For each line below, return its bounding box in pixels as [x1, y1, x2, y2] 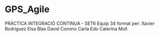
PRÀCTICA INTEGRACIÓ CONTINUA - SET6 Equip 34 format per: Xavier [5, 20, 155, 26]
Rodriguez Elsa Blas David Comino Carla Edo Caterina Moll [5, 25, 127, 31]
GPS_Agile [5, 4, 50, 15]
